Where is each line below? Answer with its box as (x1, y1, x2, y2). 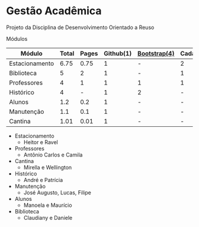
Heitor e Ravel (23, 138, 58, 146)
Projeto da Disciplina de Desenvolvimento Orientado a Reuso (6, 24, 155, 31)
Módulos (6, 35, 28, 42)
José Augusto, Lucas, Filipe (23, 188, 92, 196)
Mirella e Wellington (23, 164, 72, 171)
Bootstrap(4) (137, 49, 175, 57)
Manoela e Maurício (23, 202, 72, 209)
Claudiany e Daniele (23, 214, 73, 221)
